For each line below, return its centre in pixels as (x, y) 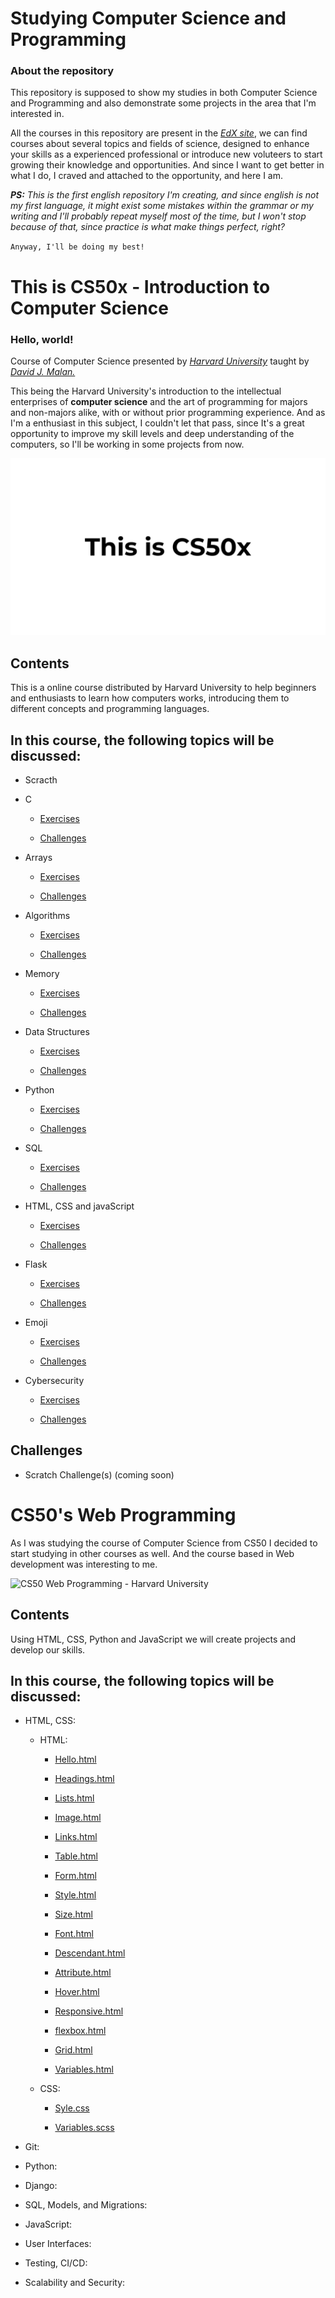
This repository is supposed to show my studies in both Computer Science (164, 93)
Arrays (38, 858)
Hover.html (77, 1992)
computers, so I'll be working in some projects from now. (127, 444)
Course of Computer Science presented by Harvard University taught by (160, 361)
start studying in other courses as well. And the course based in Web (152, 1553)
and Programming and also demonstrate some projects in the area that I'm (163, 103)
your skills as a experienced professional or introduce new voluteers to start (166, 154)
